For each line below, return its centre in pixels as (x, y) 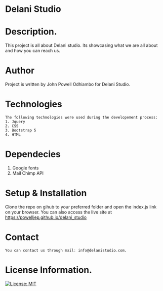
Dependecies (33, 154)
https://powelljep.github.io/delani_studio (46, 217)
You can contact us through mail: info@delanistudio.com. (66, 250)
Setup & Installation (46, 193)
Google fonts (25, 168)
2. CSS (12, 126)
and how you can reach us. (33, 51)
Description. (31, 32)
